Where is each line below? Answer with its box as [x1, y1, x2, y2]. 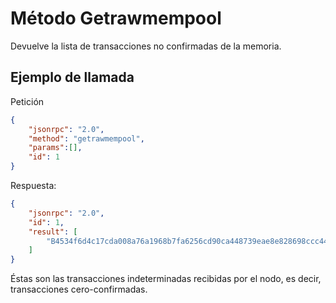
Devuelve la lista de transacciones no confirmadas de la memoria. [10, 40, 282, 52]
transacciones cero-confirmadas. [10, 283, 148, 296]
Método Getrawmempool [10, 7, 222, 30]
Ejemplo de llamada [10, 69, 135, 86]
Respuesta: [10, 180, 57, 191]
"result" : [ [28, 227, 78, 237]
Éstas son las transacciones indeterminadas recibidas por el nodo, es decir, [10, 273, 322, 285]
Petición [10, 95, 45, 107]
